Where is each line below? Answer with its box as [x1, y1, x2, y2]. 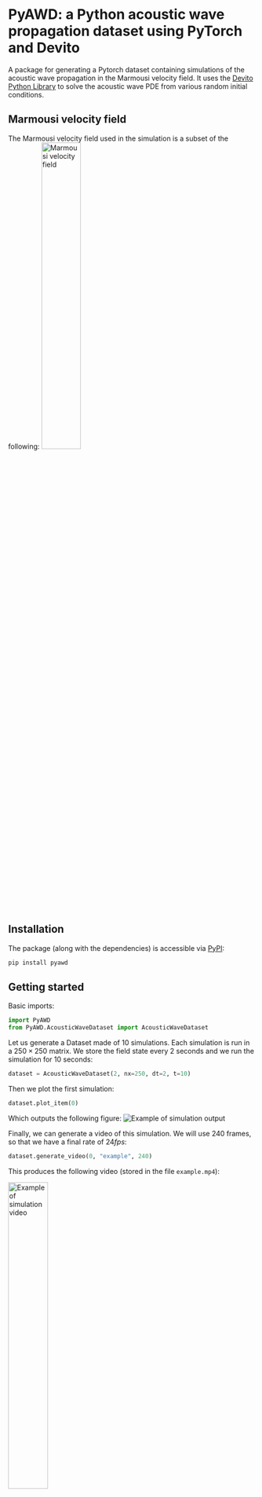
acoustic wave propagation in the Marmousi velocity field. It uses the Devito [8, 73, 253, 83]
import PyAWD [8, 1016, 51, 1025]
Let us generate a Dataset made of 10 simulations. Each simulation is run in [8, 1038, 250, 1047]
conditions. [8, 90, 45, 99]
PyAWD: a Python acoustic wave [8, 6, 225, 24]
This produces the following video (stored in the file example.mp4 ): [8, 1166, 220, 1176]
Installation [8, 923, 64, 936]
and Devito [8, 39, 80, 57]
